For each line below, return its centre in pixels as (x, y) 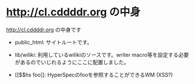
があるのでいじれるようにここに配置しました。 (72, 62)
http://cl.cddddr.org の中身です (44, 30)
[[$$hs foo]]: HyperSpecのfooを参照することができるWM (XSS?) (94, 75)
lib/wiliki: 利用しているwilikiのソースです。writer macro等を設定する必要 (102, 54)
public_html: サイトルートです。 (53, 42)
